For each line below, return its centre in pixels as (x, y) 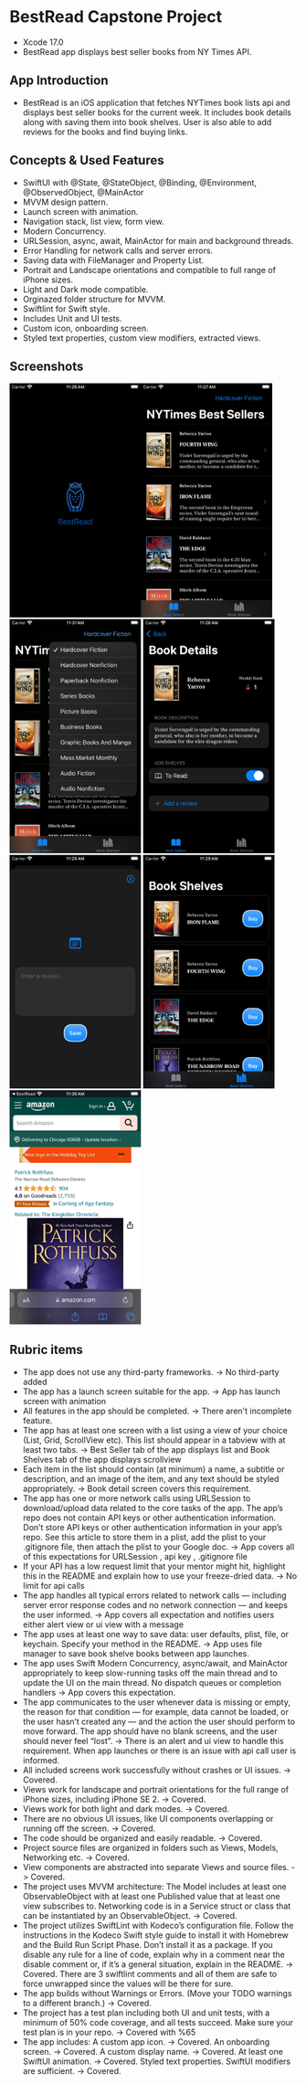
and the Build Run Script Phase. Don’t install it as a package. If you (148, 1944)
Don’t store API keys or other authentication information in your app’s (153, 1527)
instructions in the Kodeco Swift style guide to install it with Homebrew (156, 1935)
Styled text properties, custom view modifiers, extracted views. (142, 338)
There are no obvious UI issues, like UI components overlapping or (148, 1818)
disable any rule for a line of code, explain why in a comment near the (153, 1954)
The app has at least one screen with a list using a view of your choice (155, 1430)
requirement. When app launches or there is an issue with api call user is (159, 1751)
